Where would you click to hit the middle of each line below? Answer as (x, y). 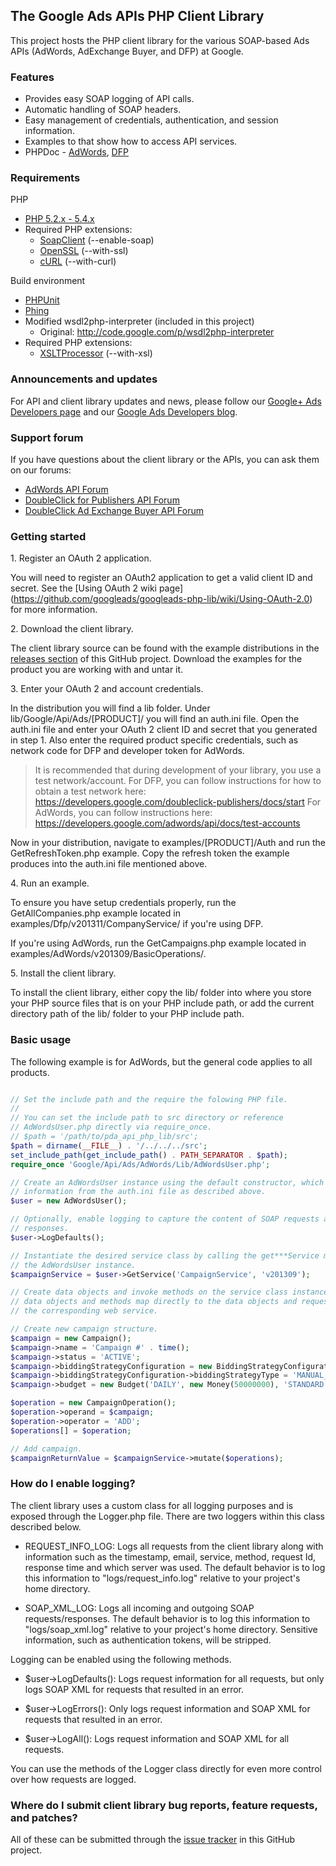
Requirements (45, 178)
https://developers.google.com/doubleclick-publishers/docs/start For (178, 802)
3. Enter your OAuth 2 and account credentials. (107, 689)
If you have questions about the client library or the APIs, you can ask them (165, 459)
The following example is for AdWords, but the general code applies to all (161, 1061)
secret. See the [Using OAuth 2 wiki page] (97, 588)
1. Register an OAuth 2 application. (81, 558)
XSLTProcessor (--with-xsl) (96, 353)
